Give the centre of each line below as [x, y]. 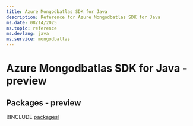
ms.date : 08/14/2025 [32, 22]
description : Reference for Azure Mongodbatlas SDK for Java [83, 17]
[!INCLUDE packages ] [33, 117]
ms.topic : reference [32, 28]
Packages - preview [44, 103]
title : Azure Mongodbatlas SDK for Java [57, 12]
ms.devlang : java [28, 34]
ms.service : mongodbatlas [38, 39]
